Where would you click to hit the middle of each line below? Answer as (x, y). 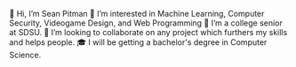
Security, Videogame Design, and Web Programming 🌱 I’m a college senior (146, 23)
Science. (25, 55)
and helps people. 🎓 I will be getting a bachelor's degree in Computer (138, 42)
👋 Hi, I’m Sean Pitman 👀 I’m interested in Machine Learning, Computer (137, 14)
